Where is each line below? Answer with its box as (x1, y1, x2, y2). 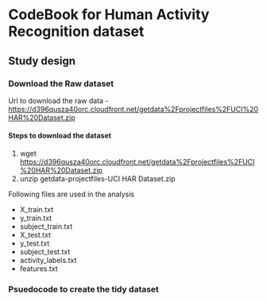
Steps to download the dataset (8, 131, 112, 141)
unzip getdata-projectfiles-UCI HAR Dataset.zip (19, 174, 176, 184)
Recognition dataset (8, 22, 145, 41)
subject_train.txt (19, 222, 73, 231)
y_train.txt (19, 213, 52, 223)
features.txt (19, 264, 58, 273)
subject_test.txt (19, 247, 71, 257)
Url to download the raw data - (8, 95, 109, 105)
